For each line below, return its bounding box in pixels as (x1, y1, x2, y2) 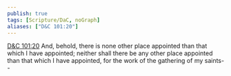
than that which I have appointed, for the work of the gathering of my (7, 57, 203, 65)
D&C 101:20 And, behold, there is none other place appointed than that (7, 42, 208, 50)
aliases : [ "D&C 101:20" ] (7, 23, 79, 30)
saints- (204, 57, 225, 65)
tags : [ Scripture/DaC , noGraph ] (7, 17, 100, 23)
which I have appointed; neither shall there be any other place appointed (7, 49, 213, 57)
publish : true (7, 10, 48, 17)
